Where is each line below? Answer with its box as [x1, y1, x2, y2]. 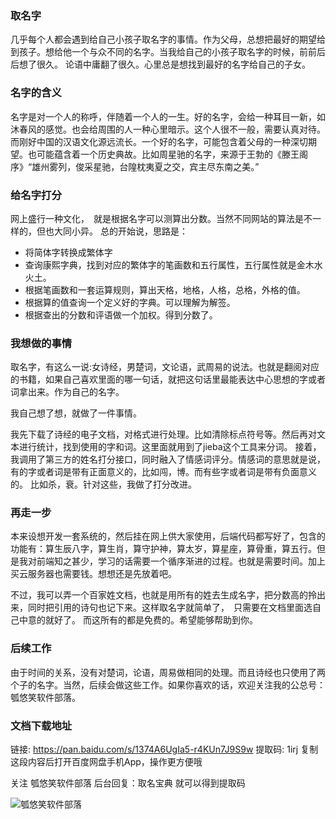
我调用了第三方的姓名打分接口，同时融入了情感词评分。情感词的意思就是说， [10, 453, 326, 466]
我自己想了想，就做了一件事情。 [10, 407, 142, 419]
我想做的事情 [10, 336, 73, 350]
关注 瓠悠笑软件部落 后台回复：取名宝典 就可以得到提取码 [10, 777, 246, 789]
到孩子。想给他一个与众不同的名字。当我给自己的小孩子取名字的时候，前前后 [10, 46, 326, 58]
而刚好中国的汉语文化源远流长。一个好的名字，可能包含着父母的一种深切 [10, 135, 308, 147]
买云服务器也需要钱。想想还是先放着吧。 [10, 568, 177, 580]
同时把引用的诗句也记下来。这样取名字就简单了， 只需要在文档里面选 [27, 602, 313, 614]
